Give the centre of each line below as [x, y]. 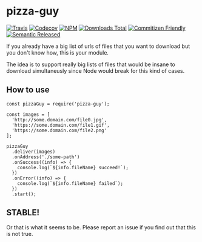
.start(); [24, 194]
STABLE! [23, 213]
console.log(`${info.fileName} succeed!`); [73, 167]
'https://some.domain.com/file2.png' [59, 130]
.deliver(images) [34, 152]
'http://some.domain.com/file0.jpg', [59, 119]
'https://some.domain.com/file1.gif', [61, 125]
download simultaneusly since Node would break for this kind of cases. [96, 70]
